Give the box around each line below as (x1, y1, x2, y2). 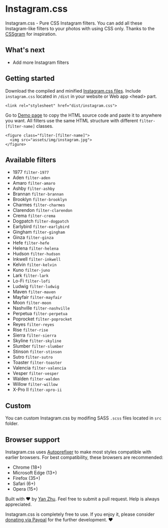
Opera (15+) (12, 486, 38, 492)
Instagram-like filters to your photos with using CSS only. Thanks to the (5, 25, 155, 31)
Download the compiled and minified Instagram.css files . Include (5, 87, 141, 94)
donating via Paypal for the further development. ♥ (5, 517, 113, 522)
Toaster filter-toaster (12, 359, 62, 366)
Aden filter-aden (12, 174, 51, 181)
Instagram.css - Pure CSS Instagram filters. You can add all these (5, 20, 143, 26)
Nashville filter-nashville (12, 305, 70, 311)
